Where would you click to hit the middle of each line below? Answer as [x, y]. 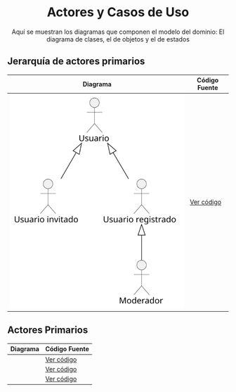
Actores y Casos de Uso [118, 12]
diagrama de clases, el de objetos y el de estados [118, 39]
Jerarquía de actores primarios [76, 62]
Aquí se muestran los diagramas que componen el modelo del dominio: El [118, 32]
